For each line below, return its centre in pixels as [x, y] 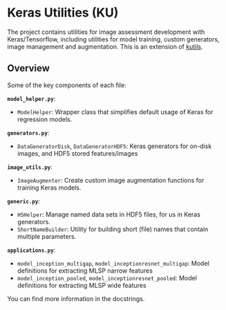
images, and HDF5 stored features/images [77, 153]
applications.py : [31, 250]
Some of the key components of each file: [67, 85]
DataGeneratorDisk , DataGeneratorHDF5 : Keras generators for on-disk [114, 146]
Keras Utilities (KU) [63, 13]
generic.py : [23, 201]
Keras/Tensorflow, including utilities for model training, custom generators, [113, 39]
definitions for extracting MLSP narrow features [85, 271]
